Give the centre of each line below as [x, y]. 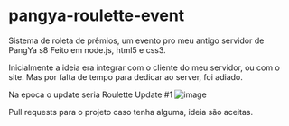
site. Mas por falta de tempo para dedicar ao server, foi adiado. [126, 76]
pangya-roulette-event [97, 16]
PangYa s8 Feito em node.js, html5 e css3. [87, 49]
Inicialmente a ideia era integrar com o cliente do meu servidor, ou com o [144, 67]
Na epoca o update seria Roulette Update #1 [91, 94]
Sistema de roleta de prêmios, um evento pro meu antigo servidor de [136, 40]
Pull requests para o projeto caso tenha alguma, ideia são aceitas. [131, 112]
